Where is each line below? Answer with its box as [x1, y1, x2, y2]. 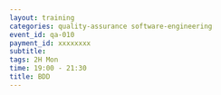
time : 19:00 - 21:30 [9, 64, 88, 73]
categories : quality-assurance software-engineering [9, 22, 213, 31]
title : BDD [9, 72, 51, 81]
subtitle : [9, 47, 47, 56]
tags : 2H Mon [9, 55, 59, 64]
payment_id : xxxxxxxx [9, 38, 91, 48]
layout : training [9, 13, 75, 23]
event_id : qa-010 [9, 30, 75, 39]
